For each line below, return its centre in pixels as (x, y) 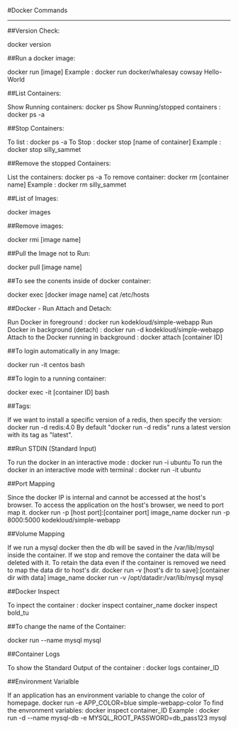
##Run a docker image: (41, 58)
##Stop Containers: (36, 128)
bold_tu (18, 613)
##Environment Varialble (43, 681)
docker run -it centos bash (46, 364)
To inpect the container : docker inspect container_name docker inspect (113, 605)
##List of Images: (33, 198)
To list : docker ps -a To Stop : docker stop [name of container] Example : (114, 142)
